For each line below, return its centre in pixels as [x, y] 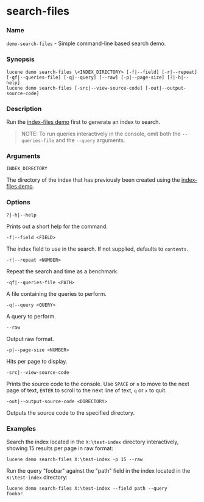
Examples [21, 428]
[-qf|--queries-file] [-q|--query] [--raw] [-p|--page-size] [86, 77]
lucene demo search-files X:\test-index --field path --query [87, 488]
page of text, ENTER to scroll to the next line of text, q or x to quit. [86, 390]
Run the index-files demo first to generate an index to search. [83, 122]
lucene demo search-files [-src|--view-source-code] [75, 88]
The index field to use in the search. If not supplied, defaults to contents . [97, 249]
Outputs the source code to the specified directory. [71, 412]
